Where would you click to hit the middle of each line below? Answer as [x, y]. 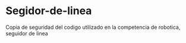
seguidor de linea [27, 33]
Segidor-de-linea [49, 11]
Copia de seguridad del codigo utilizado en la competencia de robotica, [93, 27]
